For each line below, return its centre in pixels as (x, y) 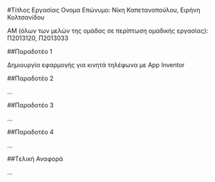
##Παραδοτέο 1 (30, 52)
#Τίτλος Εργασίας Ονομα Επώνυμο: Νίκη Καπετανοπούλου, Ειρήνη (104, 10)
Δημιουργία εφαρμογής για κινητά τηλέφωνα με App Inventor (96, 65)
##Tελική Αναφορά (35, 159)
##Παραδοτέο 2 (30, 78)
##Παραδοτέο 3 (30, 105)
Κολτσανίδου (26, 17)
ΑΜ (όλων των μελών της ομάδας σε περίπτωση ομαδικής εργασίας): (108, 31)
